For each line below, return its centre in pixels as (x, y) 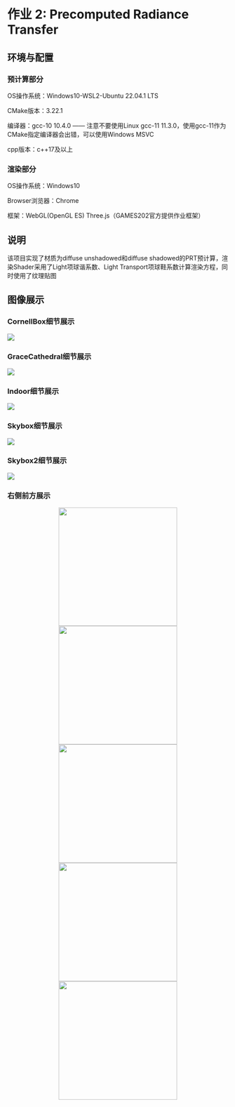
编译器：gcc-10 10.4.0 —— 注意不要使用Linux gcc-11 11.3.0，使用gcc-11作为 (117, 125)
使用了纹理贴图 (35, 275)
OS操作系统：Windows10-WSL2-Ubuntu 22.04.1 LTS (83, 95)
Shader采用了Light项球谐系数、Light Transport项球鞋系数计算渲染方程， (117, 267)
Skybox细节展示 (35, 426)
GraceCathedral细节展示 (49, 357)
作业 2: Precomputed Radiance (98, 14)
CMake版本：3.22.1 (35, 110)
